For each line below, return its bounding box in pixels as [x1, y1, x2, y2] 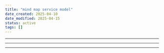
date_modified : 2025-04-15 [5, 16, 60, 21]
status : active [5, 20, 36, 26]
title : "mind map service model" [5, 7, 73, 12]
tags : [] [5, 25, 23, 30]
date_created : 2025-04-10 [5, 12, 58, 16]
